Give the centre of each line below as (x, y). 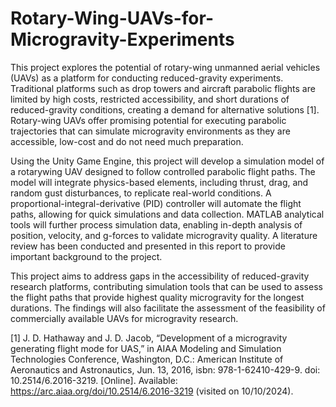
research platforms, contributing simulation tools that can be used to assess (166, 286)
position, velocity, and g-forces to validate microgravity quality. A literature (164, 235)
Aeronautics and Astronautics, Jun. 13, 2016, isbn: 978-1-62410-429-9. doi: (165, 369)
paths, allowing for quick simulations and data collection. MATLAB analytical (167, 214)
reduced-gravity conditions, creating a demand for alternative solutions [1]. (165, 109)
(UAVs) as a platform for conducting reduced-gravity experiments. (147, 78)
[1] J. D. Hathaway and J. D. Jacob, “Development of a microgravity (149, 338)
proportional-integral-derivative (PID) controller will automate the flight (156, 203)
